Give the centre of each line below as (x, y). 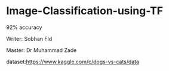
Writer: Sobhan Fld (29, 38)
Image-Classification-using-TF (85, 11)
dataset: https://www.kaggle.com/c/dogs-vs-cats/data (73, 62)
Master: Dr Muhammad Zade (42, 50)
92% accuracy (24, 27)
